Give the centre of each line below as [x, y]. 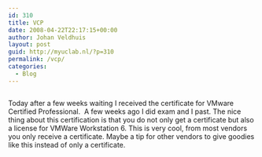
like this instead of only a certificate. [67, 144]
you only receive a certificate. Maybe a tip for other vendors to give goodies [131, 136]
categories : [28, 67]
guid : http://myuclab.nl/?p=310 [61, 52]
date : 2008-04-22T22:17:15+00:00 [63, 30]
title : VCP [26, 23]
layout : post [30, 45]
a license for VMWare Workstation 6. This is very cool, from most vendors [128, 128]
